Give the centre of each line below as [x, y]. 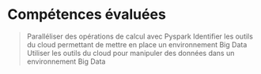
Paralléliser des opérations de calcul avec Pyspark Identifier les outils [140, 36]
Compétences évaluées [87, 15]
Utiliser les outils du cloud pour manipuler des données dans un [130, 53]
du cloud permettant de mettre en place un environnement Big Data [137, 44]
